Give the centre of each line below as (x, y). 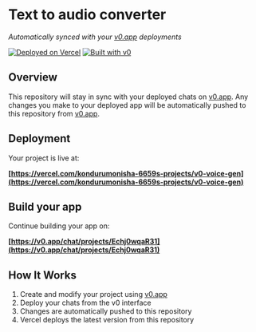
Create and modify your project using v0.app (93, 294)
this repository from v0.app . (54, 113)
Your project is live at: (44, 158)
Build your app (45, 206)
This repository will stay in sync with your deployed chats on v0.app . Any (128, 97)
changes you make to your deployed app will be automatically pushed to (127, 105)
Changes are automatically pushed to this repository (106, 311)
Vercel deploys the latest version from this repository (107, 320)
